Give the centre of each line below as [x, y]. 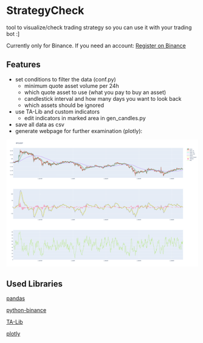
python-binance [26, 310]
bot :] [13, 33]
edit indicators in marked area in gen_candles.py [85, 118]
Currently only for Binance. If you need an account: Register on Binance [96, 46]
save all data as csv [40, 124]
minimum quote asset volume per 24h [72, 86]
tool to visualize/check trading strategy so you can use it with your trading [99, 27]
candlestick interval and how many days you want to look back [103, 98]
